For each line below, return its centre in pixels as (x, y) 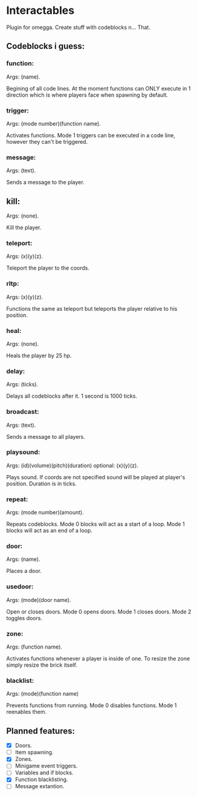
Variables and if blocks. (44, 773)
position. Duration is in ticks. (41, 484)
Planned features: (41, 731)
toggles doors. (24, 618)
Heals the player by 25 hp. (39, 355)
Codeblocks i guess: (46, 46)
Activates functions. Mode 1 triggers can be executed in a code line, (91, 135)
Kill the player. (24, 228)
